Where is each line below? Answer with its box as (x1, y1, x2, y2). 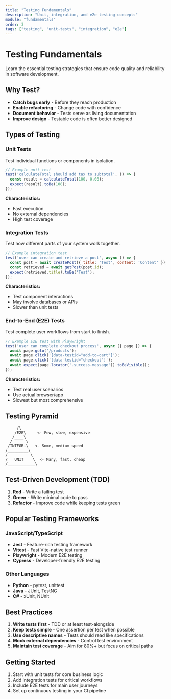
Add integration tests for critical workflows (12, 677, 103, 683)
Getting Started (5, 658, 56, 666)
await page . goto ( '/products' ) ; (10, 348, 77, 353)
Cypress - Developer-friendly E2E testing (12, 558, 101, 564)
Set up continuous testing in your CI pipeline (12, 688, 106, 694)
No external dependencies (12, 211, 69, 217)
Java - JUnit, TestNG (12, 588, 58, 594)
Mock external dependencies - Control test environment (12, 638, 133, 644)
